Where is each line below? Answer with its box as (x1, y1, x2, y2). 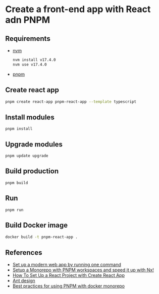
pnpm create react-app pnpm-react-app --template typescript (5, 99, 137, 104)
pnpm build (5, 180, 28, 185)
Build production (5, 167, 59, 176)
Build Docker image (5, 221, 68, 230)
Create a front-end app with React (5, 4, 151, 15)
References (5, 248, 42, 257)
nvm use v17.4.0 (12, 62, 47, 67)
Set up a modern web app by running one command (12, 262, 121, 268)
